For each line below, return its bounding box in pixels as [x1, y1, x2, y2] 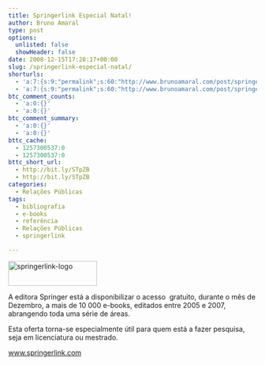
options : [8, 33, 37, 42]
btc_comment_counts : [8, 92, 77, 100]
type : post [8, 26, 44, 34]
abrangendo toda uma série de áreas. [8, 309, 130, 318]
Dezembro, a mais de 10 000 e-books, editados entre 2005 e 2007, [8, 300, 226, 310]
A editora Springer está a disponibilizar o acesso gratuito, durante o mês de [8, 292, 256, 301]
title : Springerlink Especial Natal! [8, 11, 132, 20]
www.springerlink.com [8, 348, 82, 357]
